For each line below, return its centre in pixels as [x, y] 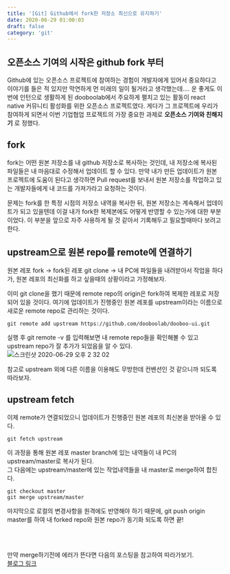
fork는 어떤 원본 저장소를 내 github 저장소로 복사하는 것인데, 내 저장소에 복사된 [112, 162]
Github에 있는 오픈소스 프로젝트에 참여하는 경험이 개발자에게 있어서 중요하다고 [112, 80]
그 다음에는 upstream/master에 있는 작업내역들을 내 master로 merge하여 [106, 470]
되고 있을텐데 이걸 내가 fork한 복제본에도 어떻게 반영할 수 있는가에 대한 [114, 211]
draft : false [26, 26]
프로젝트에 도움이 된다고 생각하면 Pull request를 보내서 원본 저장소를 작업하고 [111, 179]
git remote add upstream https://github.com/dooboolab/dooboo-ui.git [109, 324]
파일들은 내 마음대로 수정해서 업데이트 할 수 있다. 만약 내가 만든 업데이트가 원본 [112, 171]
